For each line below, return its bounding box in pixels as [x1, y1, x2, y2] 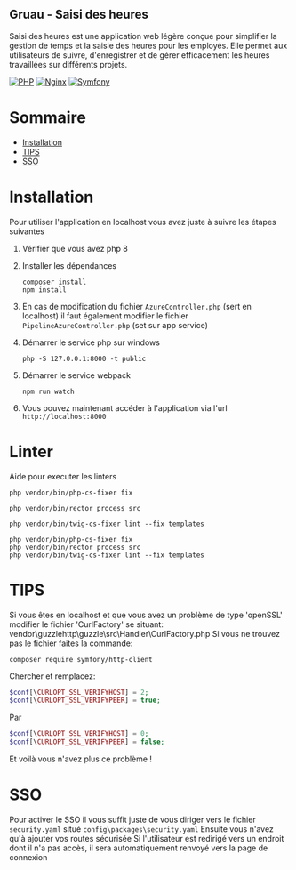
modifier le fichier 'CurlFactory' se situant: [9, 618, 164, 630]
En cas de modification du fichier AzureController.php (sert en [21, 301, 252, 311]
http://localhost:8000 [21, 412, 107, 421]
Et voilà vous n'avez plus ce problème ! [9, 753, 153, 764]
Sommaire [9, 108, 86, 127]
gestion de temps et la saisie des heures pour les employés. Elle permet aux [9, 40, 288, 51]
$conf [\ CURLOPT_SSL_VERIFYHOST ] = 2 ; [9, 688, 149, 697]
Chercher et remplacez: [9, 671, 96, 681]
